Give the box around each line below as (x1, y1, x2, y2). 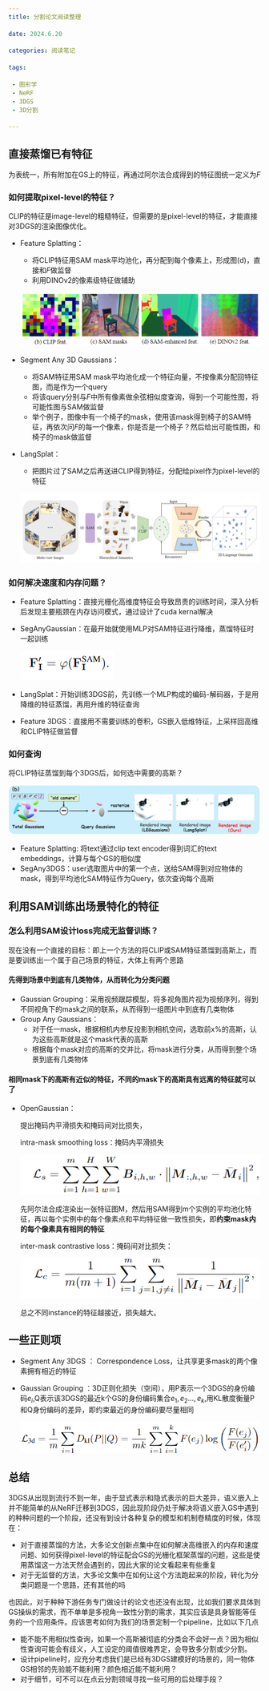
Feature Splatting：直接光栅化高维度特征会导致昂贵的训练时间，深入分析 (19, 597, 259, 606)
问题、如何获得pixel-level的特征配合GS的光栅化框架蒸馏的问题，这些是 (19, 1550, 254, 1560)
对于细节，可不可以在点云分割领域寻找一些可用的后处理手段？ (19, 1674, 224, 1684)
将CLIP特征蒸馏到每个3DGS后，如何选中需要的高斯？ (8, 768, 184, 778)
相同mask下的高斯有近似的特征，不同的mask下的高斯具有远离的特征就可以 (8, 1074, 256, 1084)
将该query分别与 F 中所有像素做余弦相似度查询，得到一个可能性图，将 (31, 392, 259, 401)
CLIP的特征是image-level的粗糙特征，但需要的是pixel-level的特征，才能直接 (8, 211, 258, 221)
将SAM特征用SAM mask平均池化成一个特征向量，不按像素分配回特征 (31, 372, 259, 381)
